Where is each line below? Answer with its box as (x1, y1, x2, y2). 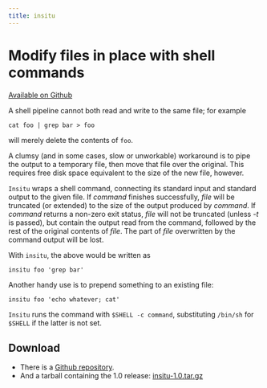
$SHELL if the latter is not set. (8, 318, 103, 328)
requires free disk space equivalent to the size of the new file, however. (8, 168, 245, 178)
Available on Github (8, 90, 73, 100)
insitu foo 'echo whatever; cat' (8, 295, 120, 304)
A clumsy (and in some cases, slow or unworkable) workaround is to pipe (8, 150, 251, 161)
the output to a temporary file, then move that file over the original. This (8, 159, 245, 169)
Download (8, 341, 60, 354)
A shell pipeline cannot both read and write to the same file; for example (8, 105, 247, 115)
